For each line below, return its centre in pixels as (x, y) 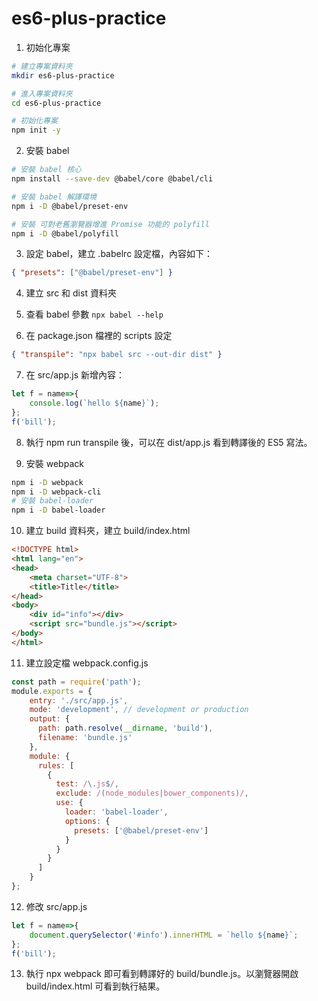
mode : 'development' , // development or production (139, 710)
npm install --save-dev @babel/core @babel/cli (112, 179)
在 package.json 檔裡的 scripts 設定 (99, 336)
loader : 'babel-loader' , (116, 812)
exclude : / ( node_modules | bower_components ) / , (152, 793)
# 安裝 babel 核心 (46, 170)
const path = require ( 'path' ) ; (76, 682)
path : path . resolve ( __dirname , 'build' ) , (125, 728)
